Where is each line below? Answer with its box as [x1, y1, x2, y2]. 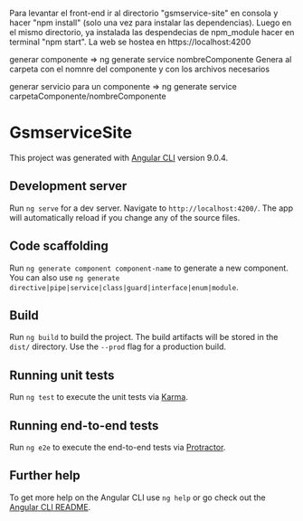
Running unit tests [9, 367, 115, 383]
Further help [9, 468, 81, 483]
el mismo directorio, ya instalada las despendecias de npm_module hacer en [9, 27, 295, 37]
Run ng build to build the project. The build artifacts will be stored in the [9, 332, 279, 343]
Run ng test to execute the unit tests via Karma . [9, 392, 188, 403]
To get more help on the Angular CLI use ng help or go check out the [9, 492, 266, 503]
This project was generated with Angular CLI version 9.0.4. [9, 152, 229, 163]
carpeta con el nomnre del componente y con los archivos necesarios [9, 63, 270, 74]
